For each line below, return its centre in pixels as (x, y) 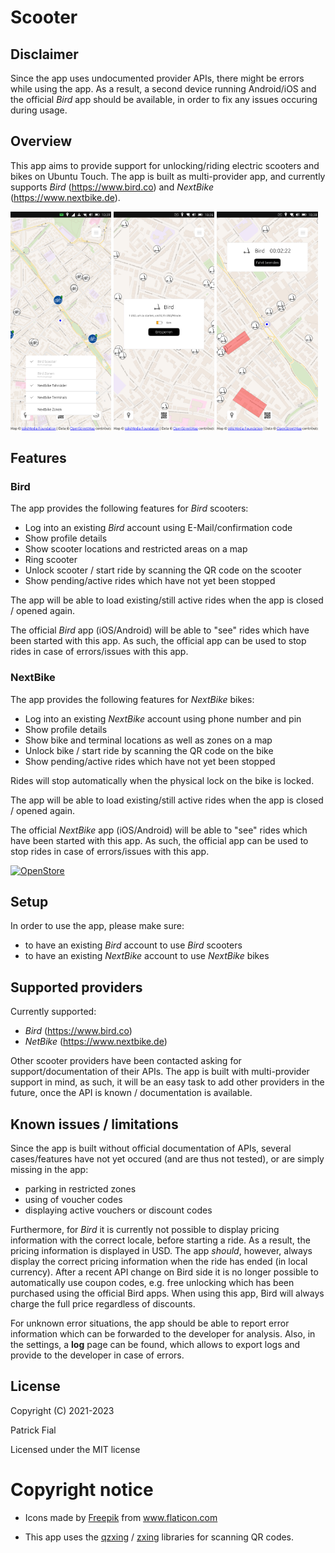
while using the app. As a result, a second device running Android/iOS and (163, 89)
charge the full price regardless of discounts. (103, 1304)
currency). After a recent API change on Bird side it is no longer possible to (164, 1272)
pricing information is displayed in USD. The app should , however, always (161, 1251)
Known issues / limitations (94, 1124)
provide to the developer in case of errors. (97, 1355)
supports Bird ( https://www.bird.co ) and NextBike (112, 187)
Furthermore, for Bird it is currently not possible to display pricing (145, 1230)
